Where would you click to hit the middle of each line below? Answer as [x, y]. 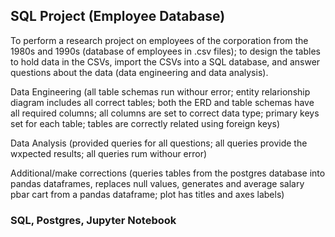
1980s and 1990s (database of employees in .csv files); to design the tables [165, 51]
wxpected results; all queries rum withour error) [109, 153]
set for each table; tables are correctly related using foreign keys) [145, 123]
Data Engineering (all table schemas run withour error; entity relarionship [160, 91]
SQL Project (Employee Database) [118, 16]
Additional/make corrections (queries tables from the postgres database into [168, 173]
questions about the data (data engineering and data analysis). [139, 72]
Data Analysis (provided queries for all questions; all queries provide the [159, 143]
